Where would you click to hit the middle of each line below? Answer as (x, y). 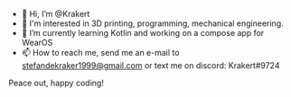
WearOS (37, 42)
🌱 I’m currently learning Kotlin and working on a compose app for (143, 33)
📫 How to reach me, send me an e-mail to (100, 53)
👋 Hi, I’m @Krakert (56, 14)
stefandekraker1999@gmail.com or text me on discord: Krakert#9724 (150, 66)
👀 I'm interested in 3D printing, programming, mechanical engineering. (152, 23)
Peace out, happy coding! (56, 83)
